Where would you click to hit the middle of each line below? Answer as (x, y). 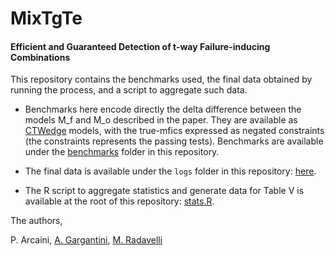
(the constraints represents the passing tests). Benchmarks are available (174, 141)
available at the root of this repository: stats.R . (119, 201)
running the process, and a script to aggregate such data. (129, 90)
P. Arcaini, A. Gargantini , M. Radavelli (86, 240)
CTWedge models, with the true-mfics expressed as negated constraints (174, 131)
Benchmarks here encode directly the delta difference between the (163, 109)
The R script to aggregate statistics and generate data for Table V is (164, 191)
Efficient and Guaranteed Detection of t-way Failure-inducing (140, 46)
